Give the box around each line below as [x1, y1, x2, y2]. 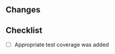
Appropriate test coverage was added [14, 41, 110, 49]
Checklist [5, 25, 43, 35]
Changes [5, 5, 41, 15]
